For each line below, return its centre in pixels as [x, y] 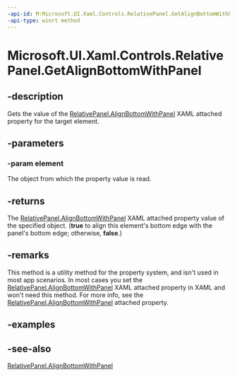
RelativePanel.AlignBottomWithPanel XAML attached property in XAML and [116, 287]
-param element [36, 163]
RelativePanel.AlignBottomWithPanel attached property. [88, 302]
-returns [26, 201]
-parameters [36, 143]
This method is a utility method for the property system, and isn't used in [113, 272]
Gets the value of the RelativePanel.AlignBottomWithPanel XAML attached [115, 113]
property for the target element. [54, 121]
